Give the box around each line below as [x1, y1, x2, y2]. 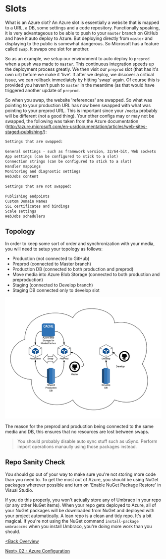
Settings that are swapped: [5, 139, 63, 144]
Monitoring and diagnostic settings [5, 169, 81, 174]
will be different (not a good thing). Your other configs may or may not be [5, 113, 155, 119]
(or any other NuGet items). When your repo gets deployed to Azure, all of [5, 502, 156, 508]
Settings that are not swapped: [5, 184, 72, 189]
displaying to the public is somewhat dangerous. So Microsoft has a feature [5, 40, 160, 46]
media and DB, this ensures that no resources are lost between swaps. [5, 429, 150, 435]
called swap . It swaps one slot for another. [5, 46, 90, 52]
